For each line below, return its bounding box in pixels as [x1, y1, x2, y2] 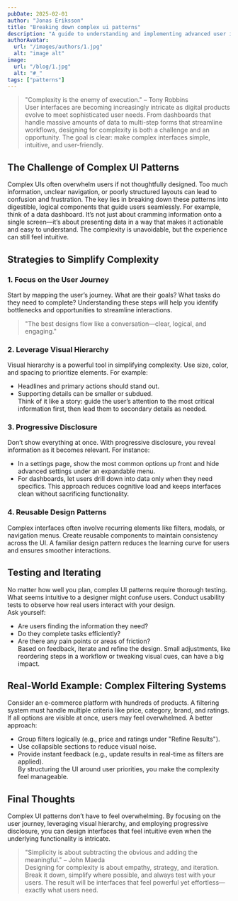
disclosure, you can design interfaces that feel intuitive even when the [7, 827, 212, 836]
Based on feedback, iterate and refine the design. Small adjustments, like [17, 644, 231, 652]
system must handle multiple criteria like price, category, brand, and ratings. [7, 706, 230, 715]
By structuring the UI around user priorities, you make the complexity [17, 765, 220, 773]
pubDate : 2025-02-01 [7, 10, 69, 18]
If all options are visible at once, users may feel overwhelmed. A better [7, 713, 213, 722]
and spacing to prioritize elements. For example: [7, 368, 149, 377]
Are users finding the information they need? [17, 621, 149, 630]
